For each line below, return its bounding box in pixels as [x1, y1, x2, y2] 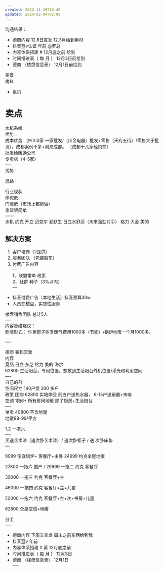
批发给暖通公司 [5, 150, 36, 156]
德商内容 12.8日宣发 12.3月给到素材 [12, 37, 83, 43]
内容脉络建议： [5, 323, 36, 329]
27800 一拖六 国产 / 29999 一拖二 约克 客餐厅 [5, 464, 98, 470]
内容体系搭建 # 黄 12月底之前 [12, 545, 71, 551]
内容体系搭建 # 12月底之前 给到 [12, 49, 76, 55]
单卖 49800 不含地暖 [5, 409, 47, 415]
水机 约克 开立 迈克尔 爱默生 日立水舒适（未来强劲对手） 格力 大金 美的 [5, 219, 149, 225]
